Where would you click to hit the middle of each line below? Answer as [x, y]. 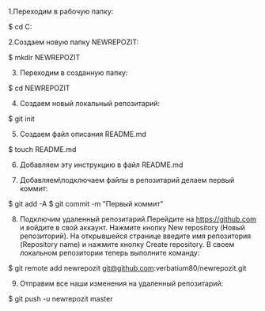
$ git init [22, 119]
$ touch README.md [42, 149]
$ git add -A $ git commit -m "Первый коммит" [86, 204]
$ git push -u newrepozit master [61, 299]
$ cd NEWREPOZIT [39, 88]
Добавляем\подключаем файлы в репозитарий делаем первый [127, 180]
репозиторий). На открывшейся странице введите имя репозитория [135, 236]
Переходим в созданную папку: [74, 73]
